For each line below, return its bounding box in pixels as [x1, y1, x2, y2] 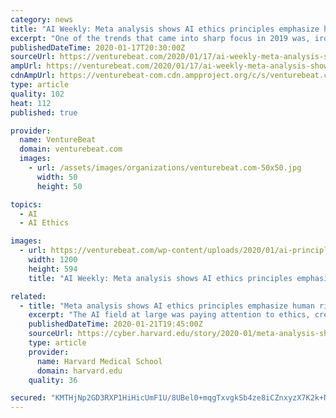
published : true [10, 107, 78, 118]
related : [10, 291, 47, 301]
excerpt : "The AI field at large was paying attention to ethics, [28, 310, 311, 320]
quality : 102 [10, 89, 65, 99]
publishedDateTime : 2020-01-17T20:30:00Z [10, 42, 186, 53]
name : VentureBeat [19, 135, 97, 145]
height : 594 [28, 264, 78, 274]
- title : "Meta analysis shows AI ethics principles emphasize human [19, 301, 315, 311]
